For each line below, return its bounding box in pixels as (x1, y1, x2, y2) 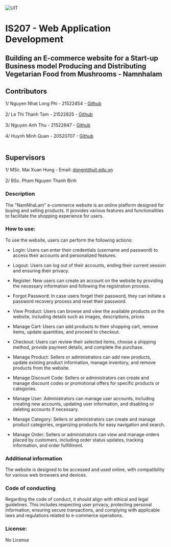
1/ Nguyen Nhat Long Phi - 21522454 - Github (5, 100, 102, 107)
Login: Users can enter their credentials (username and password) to (12, 247, 158, 253)
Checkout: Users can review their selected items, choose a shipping (12, 338, 156, 345)
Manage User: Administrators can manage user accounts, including (12, 395, 155, 401)
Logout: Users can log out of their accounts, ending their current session (12, 262, 166, 268)
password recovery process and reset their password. (12, 298, 127, 304)
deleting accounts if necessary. (12, 406, 79, 412)
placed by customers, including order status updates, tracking (12, 436, 144, 443)
